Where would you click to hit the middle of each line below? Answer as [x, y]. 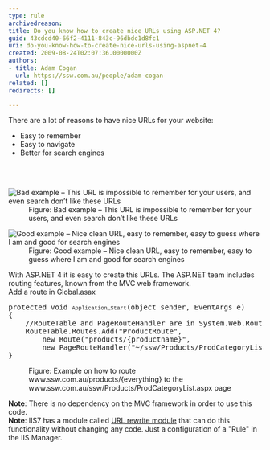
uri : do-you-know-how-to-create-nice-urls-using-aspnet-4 [107, 46]
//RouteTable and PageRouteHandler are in [110, 323]
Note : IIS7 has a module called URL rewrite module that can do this [119, 421]
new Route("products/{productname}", [117, 340]
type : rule [27, 16]
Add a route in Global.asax [52, 292]
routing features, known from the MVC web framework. [100, 284]
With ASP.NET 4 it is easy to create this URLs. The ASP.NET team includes [131, 275]
